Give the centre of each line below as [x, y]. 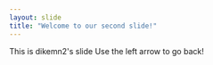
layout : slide [36, 17]
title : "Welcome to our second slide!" [83, 26]
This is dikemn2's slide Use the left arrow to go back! [107, 51]
